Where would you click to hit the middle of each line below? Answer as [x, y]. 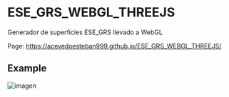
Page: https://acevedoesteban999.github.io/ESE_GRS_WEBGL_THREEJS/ [114, 46]
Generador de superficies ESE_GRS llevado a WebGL [85, 32]
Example [27, 68]
